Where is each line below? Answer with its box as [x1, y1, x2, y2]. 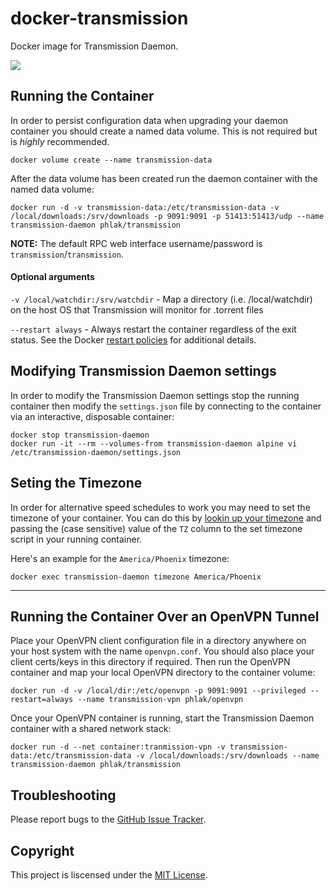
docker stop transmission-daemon [10, 430, 150, 440]
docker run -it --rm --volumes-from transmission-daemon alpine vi [10, 438, 298, 449]
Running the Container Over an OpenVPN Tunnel [10, 608, 320, 625]
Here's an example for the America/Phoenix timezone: [10, 552, 230, 564]
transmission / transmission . [10, 248, 124, 260]
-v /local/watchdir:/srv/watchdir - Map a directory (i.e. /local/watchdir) [10, 293, 313, 305]
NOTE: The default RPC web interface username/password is [10, 237, 263, 249]
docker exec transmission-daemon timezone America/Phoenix [10, 572, 262, 582]
